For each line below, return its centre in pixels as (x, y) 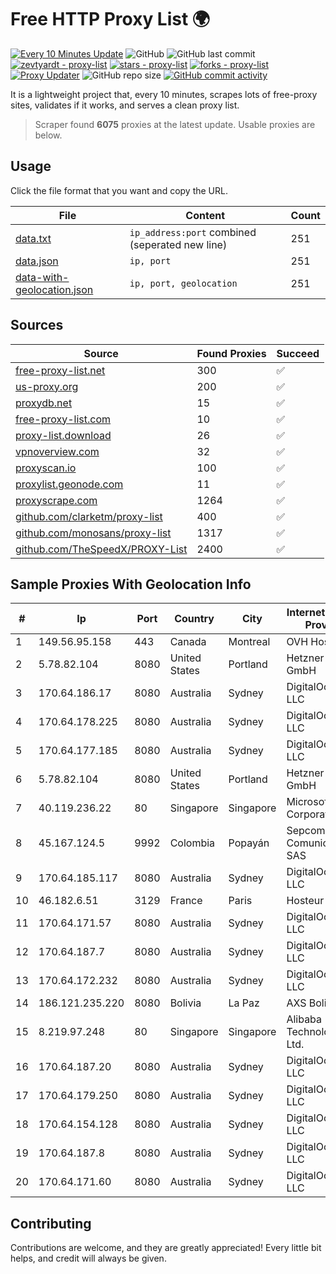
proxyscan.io (46, 468)
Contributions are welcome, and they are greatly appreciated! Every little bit (166, 1248)
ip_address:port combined (193, 232)
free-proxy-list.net (60, 370)
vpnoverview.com (57, 451)
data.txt (33, 238)
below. (48, 135)
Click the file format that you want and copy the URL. (119, 190)
